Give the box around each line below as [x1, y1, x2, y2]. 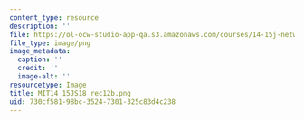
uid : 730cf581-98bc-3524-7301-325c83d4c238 [9, 97, 176, 106]
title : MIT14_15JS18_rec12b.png [9, 88, 131, 97]
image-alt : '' [17, 72, 71, 81]
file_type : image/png [9, 38, 91, 48]
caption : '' [17, 55, 63, 64]
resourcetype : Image [9, 80, 88, 89]
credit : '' [17, 64, 59, 73]
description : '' [9, 22, 71, 31]
